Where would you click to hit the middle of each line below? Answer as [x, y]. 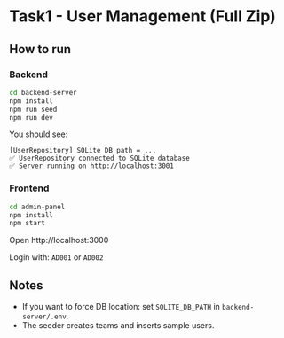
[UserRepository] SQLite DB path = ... [83, 151]
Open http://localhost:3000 [59, 240]
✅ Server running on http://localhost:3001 [92, 166]
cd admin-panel [37, 207]
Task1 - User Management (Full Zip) [143, 16]
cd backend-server [43, 92]
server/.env [44, 317]
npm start [28, 224]
